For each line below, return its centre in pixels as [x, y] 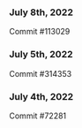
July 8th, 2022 [41, 12]
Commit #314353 [41, 73]
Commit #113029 [40, 32]
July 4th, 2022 [41, 96]
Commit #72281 [38, 116]
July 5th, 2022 [41, 55]
